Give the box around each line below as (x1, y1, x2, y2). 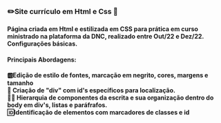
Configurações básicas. (7, 39, 78, 48)
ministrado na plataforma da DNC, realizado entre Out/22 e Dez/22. (7, 32, 204, 41)
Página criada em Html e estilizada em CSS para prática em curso (7, 25, 199, 33)
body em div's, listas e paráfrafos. (7, 100, 108, 109)
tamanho (7, 79, 34, 87)
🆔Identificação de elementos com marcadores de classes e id (7, 108, 190, 116)
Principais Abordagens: (7, 55, 77, 64)
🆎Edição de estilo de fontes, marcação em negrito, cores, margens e (7, 70, 209, 79)
